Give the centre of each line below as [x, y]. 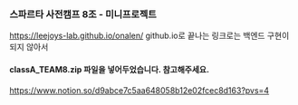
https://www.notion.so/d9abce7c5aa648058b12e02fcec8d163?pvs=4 [139, 90]
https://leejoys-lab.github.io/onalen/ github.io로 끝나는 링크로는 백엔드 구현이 [149, 36]
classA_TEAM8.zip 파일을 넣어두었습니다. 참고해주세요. [110, 69]
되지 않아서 [29, 47]
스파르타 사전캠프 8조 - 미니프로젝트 [83, 14]
